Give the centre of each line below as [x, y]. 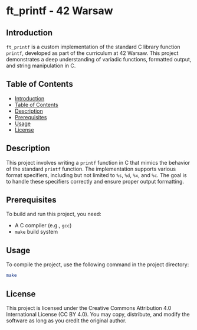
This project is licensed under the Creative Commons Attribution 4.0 [89, 308]
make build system [36, 232]
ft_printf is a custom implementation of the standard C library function [93, 47]
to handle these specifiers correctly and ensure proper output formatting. [95, 181]
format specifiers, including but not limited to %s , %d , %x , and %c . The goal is [96, 175]
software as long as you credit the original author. [66, 321]
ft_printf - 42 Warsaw [60, 11]
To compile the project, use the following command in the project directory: [98, 264]
